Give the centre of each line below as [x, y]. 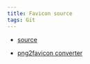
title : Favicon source [40, 13]
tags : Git [21, 20]
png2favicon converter [50, 53]
